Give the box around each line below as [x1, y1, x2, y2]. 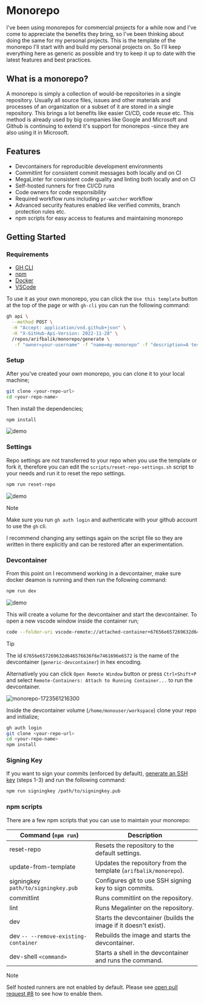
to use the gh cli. [6, 522, 47, 529]
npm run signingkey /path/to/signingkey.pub [6, 788, 121, 794]
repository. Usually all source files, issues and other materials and [6, 96, 171, 103]
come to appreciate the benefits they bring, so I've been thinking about [6, 30, 184, 37]
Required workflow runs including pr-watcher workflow [15, 195, 153, 202]
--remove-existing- [30, 932, 87, 940]
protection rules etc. [15, 208, 66, 215]
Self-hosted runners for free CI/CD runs [15, 182, 115, 189]
